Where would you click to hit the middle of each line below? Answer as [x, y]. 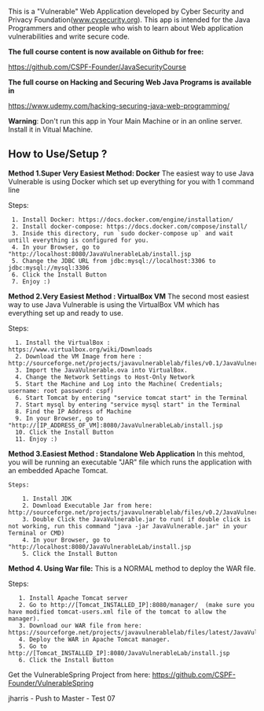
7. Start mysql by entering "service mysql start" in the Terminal [128, 405]
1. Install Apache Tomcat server [73, 598]
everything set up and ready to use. [66, 313]
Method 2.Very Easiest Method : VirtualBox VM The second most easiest [129, 296]
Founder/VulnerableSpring [51, 683]
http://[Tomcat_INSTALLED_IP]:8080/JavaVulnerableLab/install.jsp [119, 653]
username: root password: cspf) [61, 391]
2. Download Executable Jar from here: [88, 505]
